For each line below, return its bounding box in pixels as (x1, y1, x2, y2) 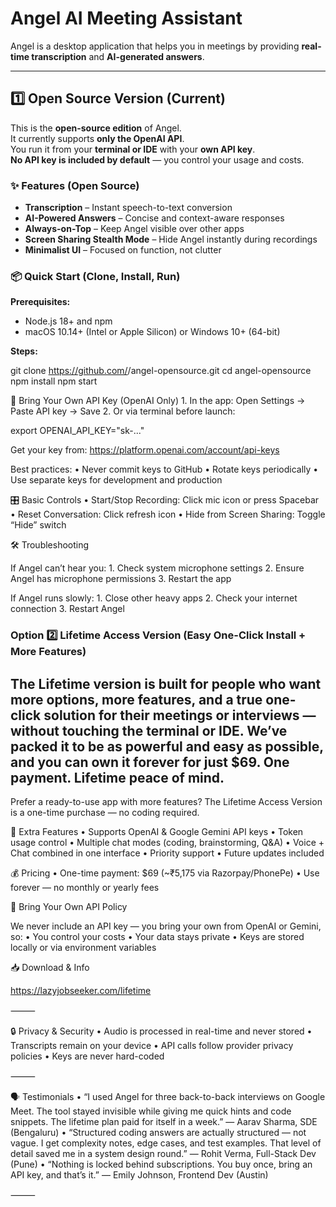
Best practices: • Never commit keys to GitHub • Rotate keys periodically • (10, 463, 319, 476)
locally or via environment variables (10, 942, 157, 954)
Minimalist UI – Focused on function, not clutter (24, 244, 222, 256)
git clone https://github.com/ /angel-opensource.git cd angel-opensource (10, 365, 312, 377)
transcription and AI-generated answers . (31, 50, 205, 62)
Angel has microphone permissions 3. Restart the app (10, 573, 232, 585)
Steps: (10, 345, 38, 357)
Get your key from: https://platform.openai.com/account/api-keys (10, 444, 280, 456)
